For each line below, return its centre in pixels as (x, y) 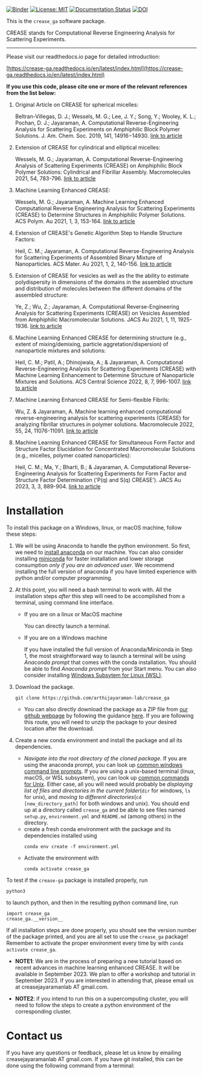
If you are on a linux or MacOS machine (73, 614)
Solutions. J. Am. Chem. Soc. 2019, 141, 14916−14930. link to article (98, 136)
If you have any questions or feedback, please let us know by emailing (94, 1053)
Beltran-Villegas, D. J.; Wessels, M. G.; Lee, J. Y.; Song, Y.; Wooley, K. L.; (105, 116)
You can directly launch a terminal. (67, 626)
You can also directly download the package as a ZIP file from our (106, 709)
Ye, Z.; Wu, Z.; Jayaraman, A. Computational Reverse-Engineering (97, 307)
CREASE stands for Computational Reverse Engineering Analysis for (91, 33)
